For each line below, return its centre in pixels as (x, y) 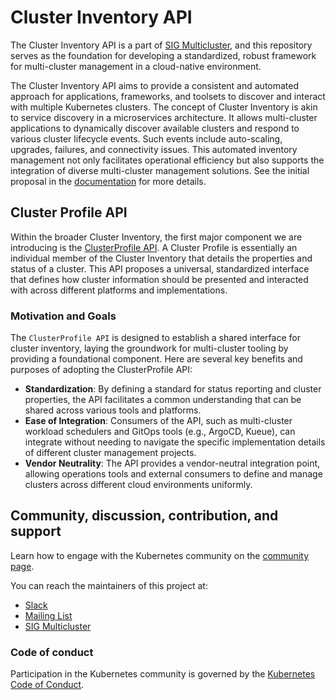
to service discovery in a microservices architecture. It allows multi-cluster (164, 117)
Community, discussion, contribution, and (144, 516)
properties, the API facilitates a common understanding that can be (163, 400)
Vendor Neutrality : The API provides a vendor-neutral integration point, (172, 463)
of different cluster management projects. (110, 453)
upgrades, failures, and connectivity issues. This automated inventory (154, 149)
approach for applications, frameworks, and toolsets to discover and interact (168, 96)
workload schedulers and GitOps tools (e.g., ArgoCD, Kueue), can (160, 432)
